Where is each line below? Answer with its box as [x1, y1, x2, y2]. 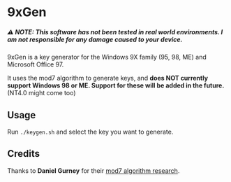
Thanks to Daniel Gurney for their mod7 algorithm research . [7, 166, 180, 175]
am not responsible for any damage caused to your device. [7, 35, 183, 43]
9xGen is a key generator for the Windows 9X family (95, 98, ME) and [7, 53, 207, 62]
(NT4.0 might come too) [7, 89, 76, 97]
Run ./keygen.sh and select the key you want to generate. [7, 127, 174, 136]
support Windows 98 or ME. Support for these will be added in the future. [7, 81, 225, 90]
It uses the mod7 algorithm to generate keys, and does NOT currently [7, 74, 208, 83]
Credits [7, 148, 40, 160]
